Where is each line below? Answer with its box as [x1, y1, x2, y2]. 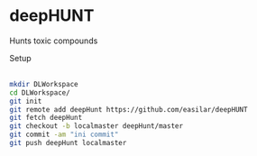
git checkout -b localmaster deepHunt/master [9, 122, 183, 131]
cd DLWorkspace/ [9, 87, 70, 97]
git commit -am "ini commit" [9, 130, 119, 140]
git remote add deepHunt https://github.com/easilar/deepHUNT [9, 105, 248, 114]
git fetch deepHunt [9, 114, 83, 123]
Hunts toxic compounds [9, 35, 98, 46]
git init [9, 96, 42, 106]
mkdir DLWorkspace [9, 79, 78, 88]
